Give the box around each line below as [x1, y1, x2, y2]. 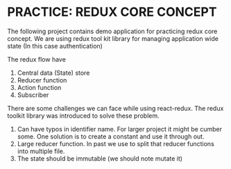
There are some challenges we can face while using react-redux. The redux [7, 104, 224, 112]
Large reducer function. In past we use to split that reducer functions [17, 139, 215, 148]
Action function [17, 83, 62, 91]
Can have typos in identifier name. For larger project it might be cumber [17, 125, 222, 133]
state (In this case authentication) [7, 42, 103, 50]
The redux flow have [7, 55, 66, 63]
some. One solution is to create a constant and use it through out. [17, 132, 205, 141]
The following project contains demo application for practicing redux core [7, 27, 218, 35]
